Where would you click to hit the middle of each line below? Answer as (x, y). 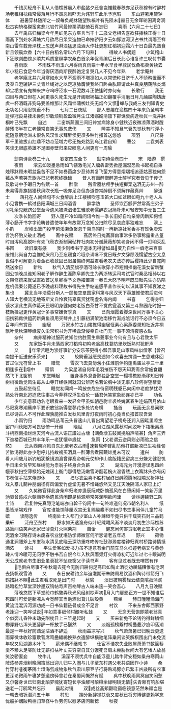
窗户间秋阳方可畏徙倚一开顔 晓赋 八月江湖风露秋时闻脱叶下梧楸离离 (84, 427)
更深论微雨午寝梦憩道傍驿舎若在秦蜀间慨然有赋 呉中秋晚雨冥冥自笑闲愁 (84, 676)
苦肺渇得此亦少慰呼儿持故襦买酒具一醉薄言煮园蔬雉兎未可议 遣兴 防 (84, 452)
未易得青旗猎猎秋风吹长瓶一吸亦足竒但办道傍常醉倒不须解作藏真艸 (74, 191)
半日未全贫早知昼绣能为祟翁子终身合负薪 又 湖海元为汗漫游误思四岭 (84, 465)
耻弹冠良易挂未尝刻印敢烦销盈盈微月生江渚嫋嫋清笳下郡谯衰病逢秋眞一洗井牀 (85, 116)
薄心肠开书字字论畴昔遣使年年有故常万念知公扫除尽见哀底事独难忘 (74, 223)
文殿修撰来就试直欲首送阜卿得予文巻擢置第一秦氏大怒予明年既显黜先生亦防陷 (85, 280)
